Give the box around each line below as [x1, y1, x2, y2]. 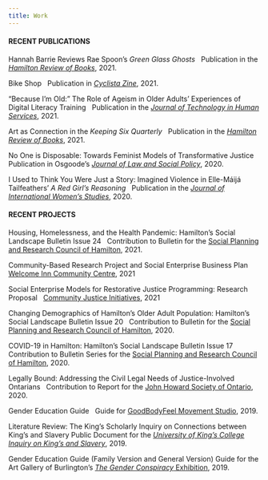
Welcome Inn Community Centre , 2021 [8, 269, 136, 279]
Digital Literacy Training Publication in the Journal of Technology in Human [8, 102, 260, 112]
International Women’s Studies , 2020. [8, 192, 133, 201]
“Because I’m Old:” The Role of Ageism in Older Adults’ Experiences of [8, 94, 242, 103]
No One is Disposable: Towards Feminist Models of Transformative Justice [8, 150, 254, 160]
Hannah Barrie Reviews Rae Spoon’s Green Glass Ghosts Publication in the [8, 54, 258, 64]
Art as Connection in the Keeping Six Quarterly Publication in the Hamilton [8, 126, 258, 136]
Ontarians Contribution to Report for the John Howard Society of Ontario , [8, 382, 254, 392]
